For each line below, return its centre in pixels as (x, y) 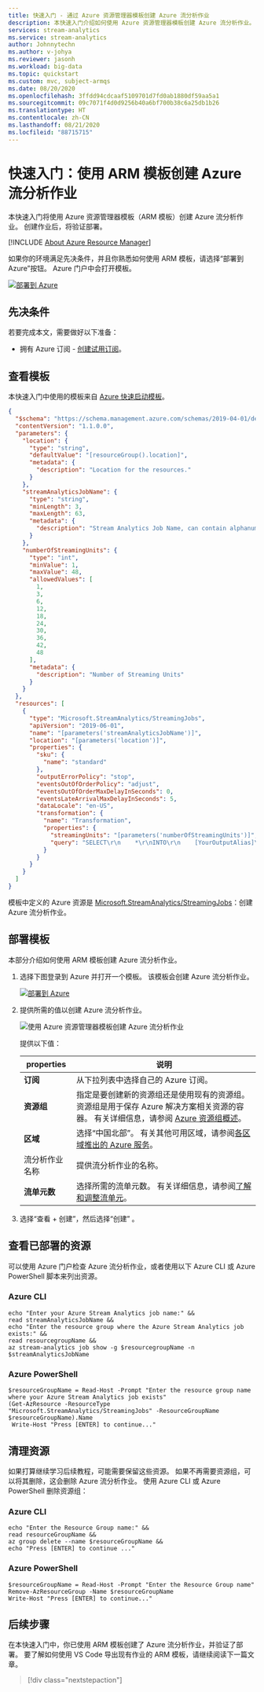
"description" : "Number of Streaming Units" (110, 674)
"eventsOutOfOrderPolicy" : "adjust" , (98, 784)
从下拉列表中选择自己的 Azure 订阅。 (144, 1080)
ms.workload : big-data (45, 67)
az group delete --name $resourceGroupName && (86, 1542)
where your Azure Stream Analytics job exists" (88, 1397)
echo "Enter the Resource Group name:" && (79, 1528)
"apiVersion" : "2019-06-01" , (77, 725)
